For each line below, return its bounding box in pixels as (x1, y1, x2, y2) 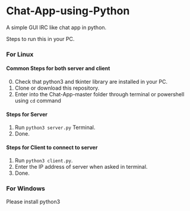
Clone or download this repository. (14, 84, 100, 92)
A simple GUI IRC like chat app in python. (6, 24, 107, 31)
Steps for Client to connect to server (6, 144, 98, 151)
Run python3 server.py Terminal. (14, 124, 96, 131)
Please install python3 (6, 198, 61, 205)
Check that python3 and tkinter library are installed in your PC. (14, 78, 168, 86)
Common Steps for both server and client (6, 65, 110, 72)
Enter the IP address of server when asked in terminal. (14, 163, 148, 171)
